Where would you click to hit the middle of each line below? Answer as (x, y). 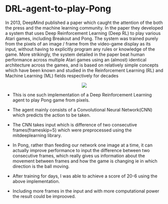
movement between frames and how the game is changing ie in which (85, 161)
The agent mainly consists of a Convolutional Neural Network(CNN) (82, 109)
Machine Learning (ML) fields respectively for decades (62, 75)
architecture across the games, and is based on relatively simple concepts (82, 65)
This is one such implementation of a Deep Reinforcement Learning (82, 94)
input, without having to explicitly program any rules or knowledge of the (80, 49)
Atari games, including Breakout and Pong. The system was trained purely (82, 38)
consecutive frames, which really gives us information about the (79, 155)
